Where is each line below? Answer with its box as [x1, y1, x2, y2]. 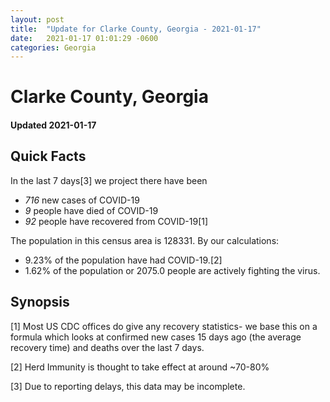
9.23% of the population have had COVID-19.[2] [24, 254, 223, 266]
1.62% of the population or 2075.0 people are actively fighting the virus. [24, 264, 321, 276]
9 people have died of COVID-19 [24, 204, 159, 216]
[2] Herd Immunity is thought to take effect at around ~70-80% [10, 361, 270, 373]
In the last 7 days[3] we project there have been [10, 174, 208, 186]
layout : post [10, 14, 65, 25]
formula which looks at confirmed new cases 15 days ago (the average [10, 331, 302, 343]
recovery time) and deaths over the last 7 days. [10, 341, 205, 353]
